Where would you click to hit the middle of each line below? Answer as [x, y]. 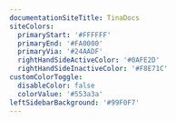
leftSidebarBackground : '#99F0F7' [75, 102]
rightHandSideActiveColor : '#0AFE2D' [89, 60]
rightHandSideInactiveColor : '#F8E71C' [93, 69]
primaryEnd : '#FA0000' [60, 43]
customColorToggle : [46, 77]
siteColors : [32, 26]
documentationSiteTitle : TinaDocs [75, 18]
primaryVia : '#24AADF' [60, 52]
